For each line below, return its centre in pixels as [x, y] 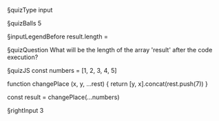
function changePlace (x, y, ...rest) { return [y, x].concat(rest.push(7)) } [107, 84]
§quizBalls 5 [24, 23]
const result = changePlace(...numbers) [63, 97]
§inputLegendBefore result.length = [58, 36]
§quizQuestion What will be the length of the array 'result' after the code [110, 50]
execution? [23, 57]
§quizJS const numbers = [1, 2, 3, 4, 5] [62, 70]
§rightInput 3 [25, 110]
